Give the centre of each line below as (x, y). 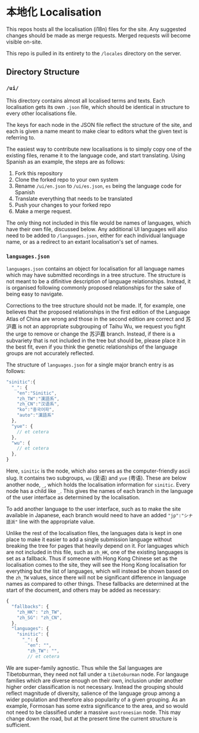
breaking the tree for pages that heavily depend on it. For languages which (97, 546)
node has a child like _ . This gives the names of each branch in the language (100, 491)
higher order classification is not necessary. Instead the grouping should (95, 687)
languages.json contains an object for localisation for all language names (96, 268)
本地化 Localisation (54, 12)
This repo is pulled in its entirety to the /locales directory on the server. (94, 53)
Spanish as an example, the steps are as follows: (66, 161)
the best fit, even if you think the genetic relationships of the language (92, 347)
